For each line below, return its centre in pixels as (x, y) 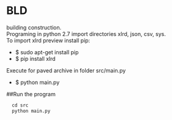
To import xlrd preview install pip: (48, 40)
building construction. (34, 27)
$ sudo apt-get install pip (47, 52)
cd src (20, 105)
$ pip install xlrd (36, 58)
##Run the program (31, 94)
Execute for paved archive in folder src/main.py (66, 70)
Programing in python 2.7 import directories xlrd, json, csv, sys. (86, 34)
